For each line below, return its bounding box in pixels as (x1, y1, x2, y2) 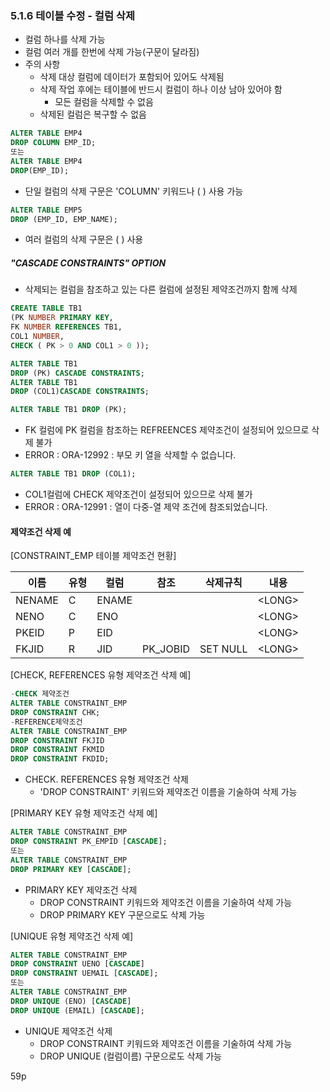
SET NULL (199, 642, 248, 656)
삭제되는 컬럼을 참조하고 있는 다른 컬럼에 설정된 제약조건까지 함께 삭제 (24, 283, 298, 296)
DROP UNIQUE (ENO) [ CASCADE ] (10, 996, 132, 1006)
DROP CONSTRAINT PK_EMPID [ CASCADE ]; (10, 837, 168, 847)
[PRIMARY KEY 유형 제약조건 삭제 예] (10, 807, 158, 819)
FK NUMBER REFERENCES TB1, (10, 322, 123, 332)
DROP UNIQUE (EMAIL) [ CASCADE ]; (10, 1005, 145, 1016)
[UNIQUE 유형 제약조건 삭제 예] (10, 930, 134, 942)
